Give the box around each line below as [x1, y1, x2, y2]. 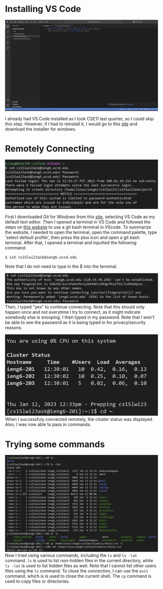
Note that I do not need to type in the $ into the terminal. [5, 264, 117, 269]
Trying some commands [5, 438, 105, 450]
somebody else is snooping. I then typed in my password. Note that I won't [5, 314, 155, 320]
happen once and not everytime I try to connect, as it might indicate [5, 309, 141, 315]
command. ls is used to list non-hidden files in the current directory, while [5, 557, 154, 563]
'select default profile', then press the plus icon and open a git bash [5, 235, 140, 241]
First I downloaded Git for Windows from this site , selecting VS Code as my [5, 214, 155, 220]
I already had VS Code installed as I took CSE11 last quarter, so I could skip [5, 116, 154, 122]
